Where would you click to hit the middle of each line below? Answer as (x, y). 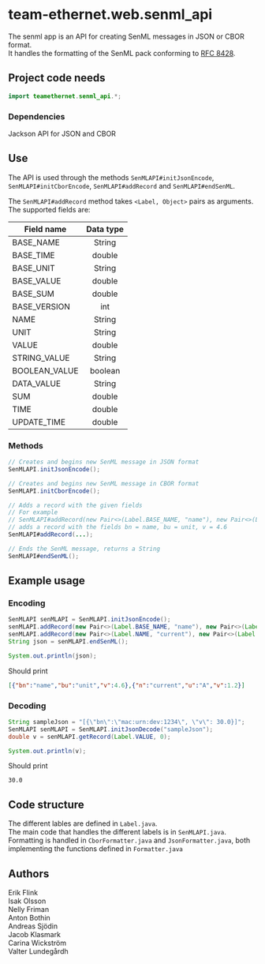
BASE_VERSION (41, 306)
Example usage (47, 581)
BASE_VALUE (37, 280)
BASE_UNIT (34, 268)
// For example (33, 512)
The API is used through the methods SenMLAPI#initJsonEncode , (111, 177)
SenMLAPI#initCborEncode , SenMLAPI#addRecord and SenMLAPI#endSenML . (121, 186)
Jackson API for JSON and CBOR (62, 133)
